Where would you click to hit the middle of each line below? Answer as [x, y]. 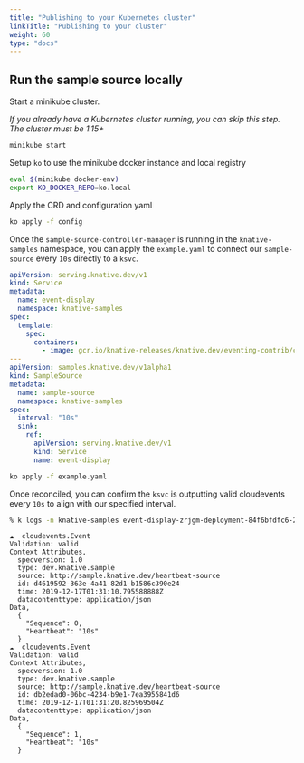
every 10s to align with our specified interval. [93, 503]
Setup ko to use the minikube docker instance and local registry [128, 162]
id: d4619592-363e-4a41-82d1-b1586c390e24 [99, 584]
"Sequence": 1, [54, 735]
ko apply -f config [46, 222]
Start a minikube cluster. [55, 101]
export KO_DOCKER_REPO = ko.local [70, 188]
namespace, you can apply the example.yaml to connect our [151, 248]
